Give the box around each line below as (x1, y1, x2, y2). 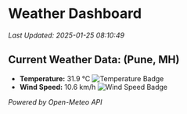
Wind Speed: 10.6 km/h (19, 82, 96, 91)
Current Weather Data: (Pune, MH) (8, 53, 180, 66)
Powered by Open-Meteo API (8, 97, 103, 106)
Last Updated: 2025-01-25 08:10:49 (8, 30, 125, 40)
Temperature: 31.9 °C (19, 73, 91, 83)
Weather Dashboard (8, 5, 142, 23)
